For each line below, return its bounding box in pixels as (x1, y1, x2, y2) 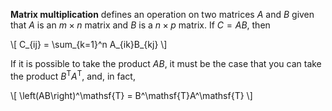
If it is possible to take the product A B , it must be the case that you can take (10, 58, 322, 69)
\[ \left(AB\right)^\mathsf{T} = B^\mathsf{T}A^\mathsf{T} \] (10, 89, 253, 101)
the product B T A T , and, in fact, (10, 69, 136, 82)
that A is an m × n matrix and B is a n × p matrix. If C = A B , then (10, 19, 271, 31)
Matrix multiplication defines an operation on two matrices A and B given (10, 9, 315, 20)
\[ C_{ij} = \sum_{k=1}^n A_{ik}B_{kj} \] (10, 39, 168, 50)
